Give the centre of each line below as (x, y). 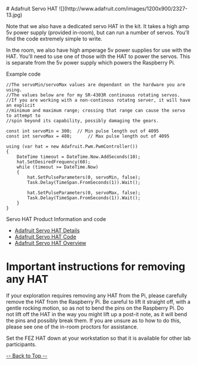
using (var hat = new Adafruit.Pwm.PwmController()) (72, 146)
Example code (24, 74)
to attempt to (24, 116)
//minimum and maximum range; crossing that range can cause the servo (96, 110)
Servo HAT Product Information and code (56, 219)
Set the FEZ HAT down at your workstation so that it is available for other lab (98, 338)
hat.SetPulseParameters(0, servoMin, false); (84, 178)
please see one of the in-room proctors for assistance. (72, 327)
